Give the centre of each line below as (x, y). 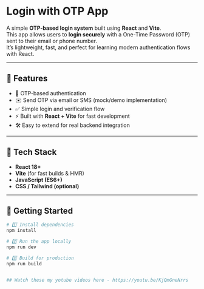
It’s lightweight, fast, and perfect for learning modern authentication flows (98, 47)
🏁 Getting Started (40, 211)
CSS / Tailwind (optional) (47, 186)
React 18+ (28, 167)
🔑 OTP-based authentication (50, 93)
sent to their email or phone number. (52, 41)
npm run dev (21, 247)
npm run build (24, 263)
